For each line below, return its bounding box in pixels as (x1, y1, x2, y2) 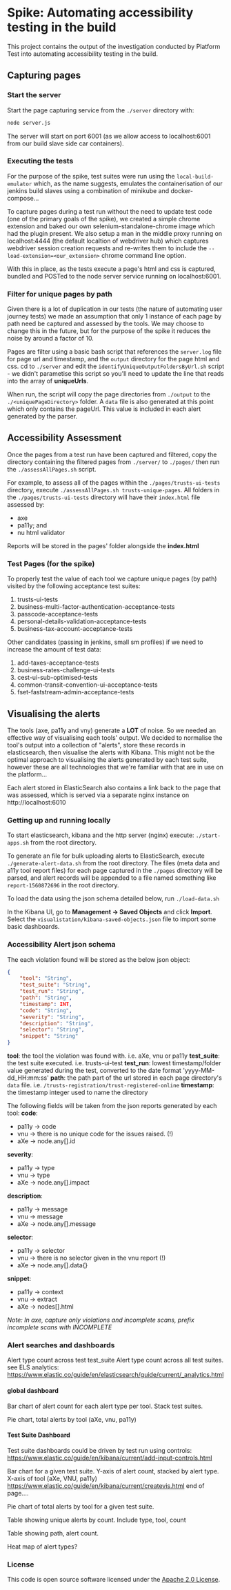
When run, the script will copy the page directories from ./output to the (7, 390, 210, 399)
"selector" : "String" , (19, 1026, 85, 1034)
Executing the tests (7, 157, 74, 166)
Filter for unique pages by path (7, 289, 112, 299)
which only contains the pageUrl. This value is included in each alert (7, 405, 201, 413)
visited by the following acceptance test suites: (7, 582, 141, 590)
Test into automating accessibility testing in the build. (7, 50, 159, 58)
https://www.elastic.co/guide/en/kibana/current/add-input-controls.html (7, 1453, 212, 1462)
